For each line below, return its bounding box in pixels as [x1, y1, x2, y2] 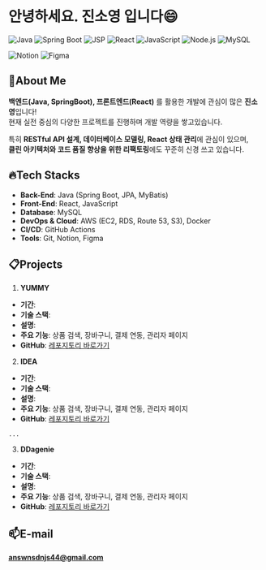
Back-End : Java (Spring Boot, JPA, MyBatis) [19, 190, 169, 200]
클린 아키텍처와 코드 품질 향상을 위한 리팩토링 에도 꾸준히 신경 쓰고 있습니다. [8, 144, 245, 154]
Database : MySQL [19, 207, 83, 217]
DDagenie [19, 444, 55, 455]
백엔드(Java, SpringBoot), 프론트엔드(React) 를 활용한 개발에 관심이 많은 [8, 97, 243, 106]
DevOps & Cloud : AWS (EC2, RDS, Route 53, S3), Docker [19, 216, 211, 226]
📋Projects [8, 257, 63, 271]
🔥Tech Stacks [8, 168, 80, 183]
